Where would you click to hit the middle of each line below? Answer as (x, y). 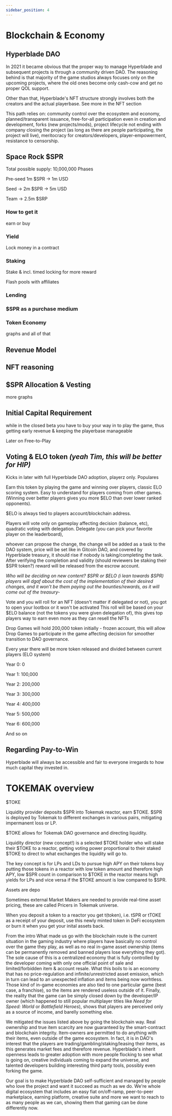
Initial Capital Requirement (49, 413)
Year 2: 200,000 (23, 684)
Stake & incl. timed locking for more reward (51, 272)
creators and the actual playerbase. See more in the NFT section (74, 103)
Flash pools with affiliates (32, 282)
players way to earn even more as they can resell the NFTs (67, 618)
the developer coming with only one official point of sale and (69, 963)
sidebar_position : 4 (28, 10)
